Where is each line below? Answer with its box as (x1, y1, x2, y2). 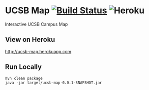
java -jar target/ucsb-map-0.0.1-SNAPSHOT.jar (5, 80, 102, 85)
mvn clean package (5, 76, 43, 81)
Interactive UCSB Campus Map (5, 21, 68, 27)
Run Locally (5, 63, 42, 71)
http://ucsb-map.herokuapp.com (5, 48, 72, 54)
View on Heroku (5, 35, 55, 44)
